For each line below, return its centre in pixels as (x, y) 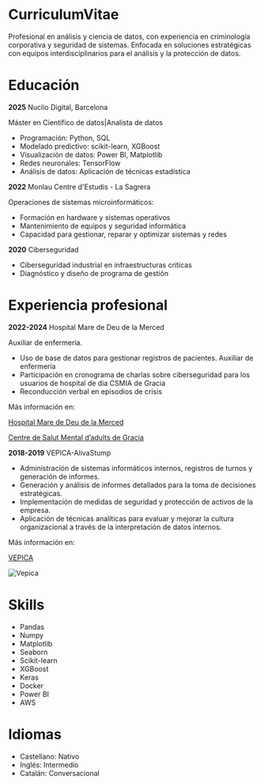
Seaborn (34, 652)
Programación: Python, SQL (65, 138)
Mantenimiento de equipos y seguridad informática (103, 225)
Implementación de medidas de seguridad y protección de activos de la (136, 502)
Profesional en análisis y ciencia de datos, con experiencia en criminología (129, 36)
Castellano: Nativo (49, 756)
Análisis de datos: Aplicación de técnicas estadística (105, 171)
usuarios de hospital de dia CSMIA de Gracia (92, 383)
